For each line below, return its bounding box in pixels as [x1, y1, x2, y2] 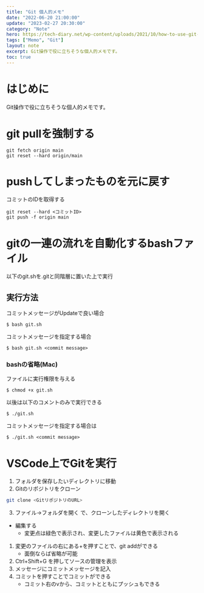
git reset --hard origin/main [6, 152, 83, 158]
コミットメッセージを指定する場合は [6, 422, 97, 430]
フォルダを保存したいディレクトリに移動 [15, 478, 117, 485]
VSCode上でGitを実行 [6, 456, 117, 470]
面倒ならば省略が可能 [24, 550, 78, 557]
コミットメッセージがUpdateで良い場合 [6, 310, 104, 317]
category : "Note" [6, 25, 50, 32]
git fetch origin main [6, 147, 64, 154]
